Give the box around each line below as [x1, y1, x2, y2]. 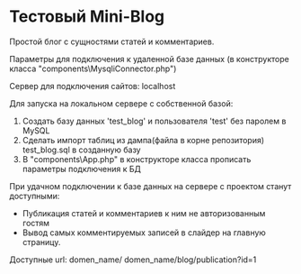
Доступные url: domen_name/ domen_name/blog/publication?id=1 [9, 254, 257, 265]
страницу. [22, 236, 61, 247]
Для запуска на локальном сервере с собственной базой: [9, 97, 234, 109]
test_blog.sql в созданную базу [22, 144, 141, 155]
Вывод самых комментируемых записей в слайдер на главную [22, 227, 267, 238]
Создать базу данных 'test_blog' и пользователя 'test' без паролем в [22, 115, 287, 126]
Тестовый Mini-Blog [9, 6, 164, 27]
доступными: [9, 190, 60, 201]
